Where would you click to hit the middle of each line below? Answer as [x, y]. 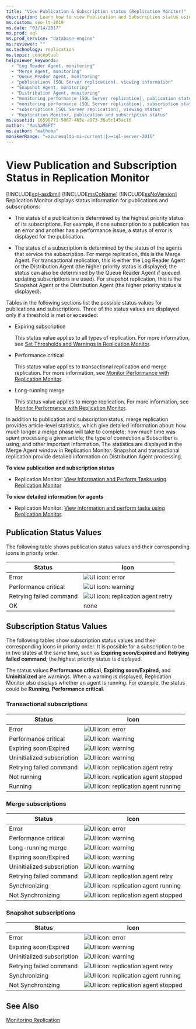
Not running [25, 776]
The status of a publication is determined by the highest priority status [99, 217]
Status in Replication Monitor [78, 177]
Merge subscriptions [36, 803]
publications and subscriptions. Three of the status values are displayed [93, 309]
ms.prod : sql [22, 33]
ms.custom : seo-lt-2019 [35, 22]
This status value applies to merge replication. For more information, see [101, 402]
